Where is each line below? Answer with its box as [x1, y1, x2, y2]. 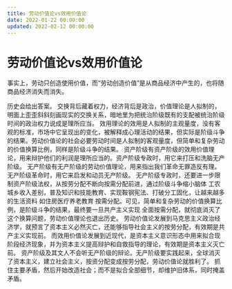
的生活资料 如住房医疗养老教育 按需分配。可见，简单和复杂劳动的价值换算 [7, 197, 216, 206]
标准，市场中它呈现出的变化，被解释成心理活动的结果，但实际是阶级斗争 [19, 128, 225, 137]
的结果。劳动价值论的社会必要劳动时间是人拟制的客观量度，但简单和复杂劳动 [7, 137, 225, 145]
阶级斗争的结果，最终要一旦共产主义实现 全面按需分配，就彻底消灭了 [25, 206, 221, 214]
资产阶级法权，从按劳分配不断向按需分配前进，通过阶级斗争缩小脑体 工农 [12, 180, 221, 188]
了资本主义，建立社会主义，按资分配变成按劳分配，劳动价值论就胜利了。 [7, 257, 213, 266]
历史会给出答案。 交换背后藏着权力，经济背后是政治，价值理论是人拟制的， [7, 102, 221, 110]
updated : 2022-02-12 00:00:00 [7, 23, 95, 30]
